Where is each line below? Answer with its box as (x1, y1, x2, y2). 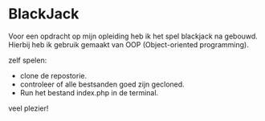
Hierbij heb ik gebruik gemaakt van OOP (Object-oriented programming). (8, 39, 249, 49)
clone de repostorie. (19, 71, 88, 80)
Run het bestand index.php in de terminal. (19, 87, 159, 97)
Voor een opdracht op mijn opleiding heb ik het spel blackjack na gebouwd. (8, 31, 259, 41)
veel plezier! (8, 103, 49, 113)
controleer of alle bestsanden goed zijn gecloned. (19, 79, 185, 89)
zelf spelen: (8, 55, 47, 65)
